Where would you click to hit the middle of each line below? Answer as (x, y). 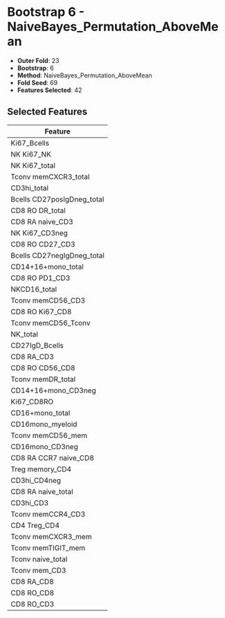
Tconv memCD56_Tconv (51, 322)
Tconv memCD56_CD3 (48, 300)
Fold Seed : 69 (37, 82)
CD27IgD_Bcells (37, 345)
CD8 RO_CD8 (33, 592)
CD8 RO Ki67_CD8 (41, 311)
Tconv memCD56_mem (49, 435)
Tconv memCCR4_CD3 (48, 514)
